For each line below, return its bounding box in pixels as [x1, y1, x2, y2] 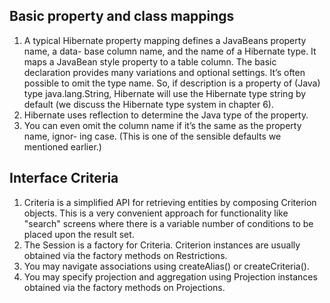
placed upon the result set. [23, 228, 135, 240]
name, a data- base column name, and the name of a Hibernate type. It [23, 45, 317, 57]
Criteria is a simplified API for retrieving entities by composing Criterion [23, 196, 317, 208]
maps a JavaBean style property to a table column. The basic [23, 55, 277, 68]
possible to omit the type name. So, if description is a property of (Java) [23, 77, 321, 89]
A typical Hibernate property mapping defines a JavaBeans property [23, 34, 307, 46]
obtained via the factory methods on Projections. [23, 281, 226, 293]
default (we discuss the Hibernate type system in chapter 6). [23, 98, 274, 110]
